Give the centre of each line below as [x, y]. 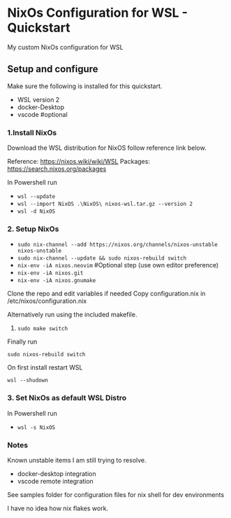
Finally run [22, 342]
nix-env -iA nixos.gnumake [57, 281]
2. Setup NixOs [33, 229]
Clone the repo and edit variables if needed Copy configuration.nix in [106, 294]
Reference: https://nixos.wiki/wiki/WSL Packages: [79, 162]
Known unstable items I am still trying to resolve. [77, 460]
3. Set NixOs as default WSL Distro [67, 398]
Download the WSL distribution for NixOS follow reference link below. [107, 148]
